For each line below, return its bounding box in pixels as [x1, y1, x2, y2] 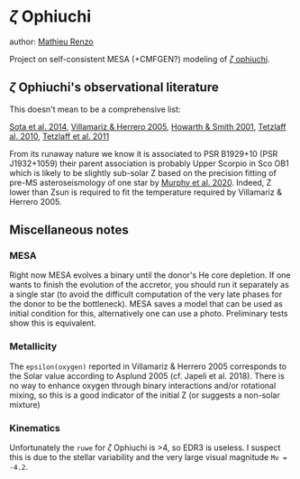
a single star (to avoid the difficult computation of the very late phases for [9, 289, 282, 299]
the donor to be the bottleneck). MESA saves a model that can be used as [9, 299, 284, 309]
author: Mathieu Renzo [9, 36, 94, 47]
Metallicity [9, 340, 58, 353]
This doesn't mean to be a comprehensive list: [9, 104, 181, 115]
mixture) [9, 399, 41, 410]
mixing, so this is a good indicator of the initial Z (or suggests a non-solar [9, 390, 281, 401]
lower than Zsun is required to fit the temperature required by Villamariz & [9, 187, 282, 198]
